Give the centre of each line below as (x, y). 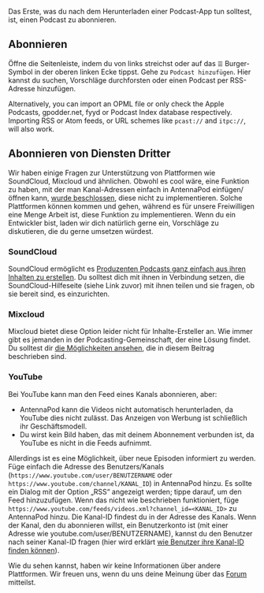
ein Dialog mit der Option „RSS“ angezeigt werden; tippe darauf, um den (125, 491)
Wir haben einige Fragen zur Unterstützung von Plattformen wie (112, 172)
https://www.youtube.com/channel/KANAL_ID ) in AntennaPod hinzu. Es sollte (130, 483)
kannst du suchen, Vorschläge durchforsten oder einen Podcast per (118, 80)
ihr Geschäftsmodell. (53, 426)
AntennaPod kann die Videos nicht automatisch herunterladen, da (126, 410)
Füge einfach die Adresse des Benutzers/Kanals (86, 466)
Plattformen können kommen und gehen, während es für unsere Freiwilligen (131, 206)
